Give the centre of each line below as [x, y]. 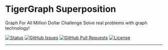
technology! [17, 28]
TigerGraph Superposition [61, 9]
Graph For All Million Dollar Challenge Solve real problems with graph [76, 23]
